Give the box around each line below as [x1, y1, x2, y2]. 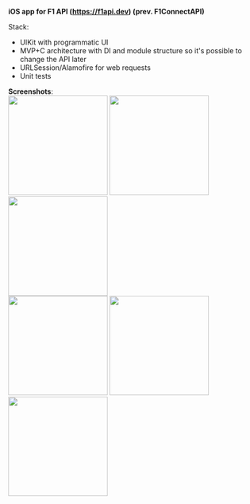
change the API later [19, 55, 87, 64]
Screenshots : [8, 87, 54, 96]
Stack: [8, 22, 29, 31]
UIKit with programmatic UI [19, 37, 109, 47]
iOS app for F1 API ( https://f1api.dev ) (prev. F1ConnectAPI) [8, 7, 205, 16]
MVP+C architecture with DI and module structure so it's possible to [19, 46, 242, 55]
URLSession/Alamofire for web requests [19, 63, 151, 72]
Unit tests [19, 72, 52, 80]
